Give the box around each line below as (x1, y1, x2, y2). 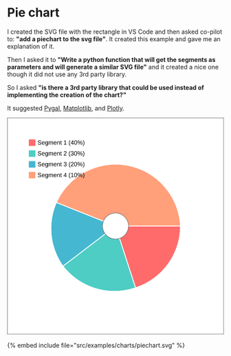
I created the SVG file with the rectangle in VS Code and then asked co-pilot (7, 27, 223, 36)
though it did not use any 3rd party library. (7, 70, 127, 78)
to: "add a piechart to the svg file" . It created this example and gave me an (7, 34, 221, 43)
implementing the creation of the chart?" (7, 91, 127, 99)
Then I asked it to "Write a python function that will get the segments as (7, 55, 216, 63)
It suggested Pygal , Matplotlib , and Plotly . (7, 104, 125, 112)
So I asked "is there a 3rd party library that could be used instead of (7, 83, 204, 91)
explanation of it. (7, 42, 55, 50)
